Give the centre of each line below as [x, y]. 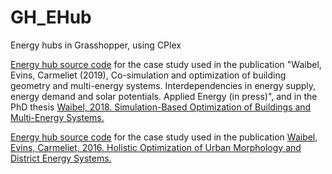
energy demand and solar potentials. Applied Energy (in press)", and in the [164, 96]
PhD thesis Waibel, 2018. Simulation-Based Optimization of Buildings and [161, 107]
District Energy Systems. [61, 158]
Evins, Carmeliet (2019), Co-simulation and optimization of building [148, 75]
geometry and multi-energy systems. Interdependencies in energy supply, [163, 85]
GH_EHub [51, 17]
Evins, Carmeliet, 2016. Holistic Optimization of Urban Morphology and [156, 147]
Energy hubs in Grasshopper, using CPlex [96, 45]
